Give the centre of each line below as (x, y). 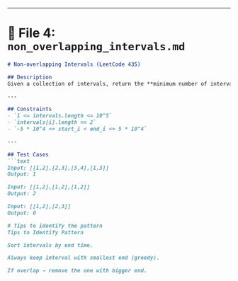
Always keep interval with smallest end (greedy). (84, 258)
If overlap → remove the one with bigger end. (77, 271)
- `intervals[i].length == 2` (52, 122)
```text (19, 161)
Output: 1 (22, 174)
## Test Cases (28, 154)
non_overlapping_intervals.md (96, 47)
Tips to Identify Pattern (45, 232)
